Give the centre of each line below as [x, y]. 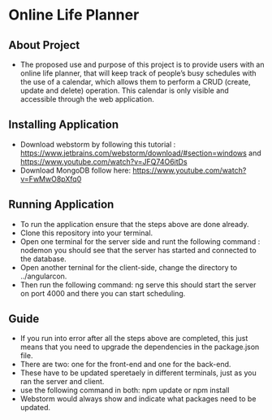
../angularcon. [43, 276]
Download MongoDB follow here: [76, 170]
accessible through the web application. [87, 99]
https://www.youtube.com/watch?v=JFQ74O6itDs [104, 161]
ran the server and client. [62, 382]
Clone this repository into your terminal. [86, 233]
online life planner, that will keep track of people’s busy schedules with [138, 73]
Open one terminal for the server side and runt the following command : [140, 241]
